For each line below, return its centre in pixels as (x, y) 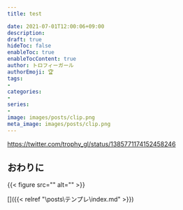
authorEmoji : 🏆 (31, 72)
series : (19, 105)
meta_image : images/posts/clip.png (59, 124)
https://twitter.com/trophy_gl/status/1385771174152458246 (91, 143)
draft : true (24, 39)
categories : (24, 92)
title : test (24, 14)
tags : (15, 78)
